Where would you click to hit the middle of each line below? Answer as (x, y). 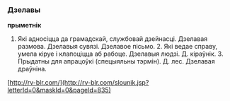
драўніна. (32, 69)
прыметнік (24, 25)
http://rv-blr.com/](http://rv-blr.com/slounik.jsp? (79, 83)
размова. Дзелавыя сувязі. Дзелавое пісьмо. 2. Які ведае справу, (117, 47)
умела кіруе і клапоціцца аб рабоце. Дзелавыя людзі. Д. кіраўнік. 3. (120, 54)
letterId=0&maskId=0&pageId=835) (59, 90)
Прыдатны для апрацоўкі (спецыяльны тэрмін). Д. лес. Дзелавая (116, 61)
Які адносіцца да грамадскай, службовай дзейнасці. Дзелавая (113, 39)
